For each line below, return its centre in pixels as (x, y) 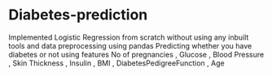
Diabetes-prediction (78, 15)
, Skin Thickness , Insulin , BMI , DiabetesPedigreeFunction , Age (117, 63)
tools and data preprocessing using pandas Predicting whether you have (130, 45)
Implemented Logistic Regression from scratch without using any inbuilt (129, 37)
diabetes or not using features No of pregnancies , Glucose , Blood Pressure (136, 54)
